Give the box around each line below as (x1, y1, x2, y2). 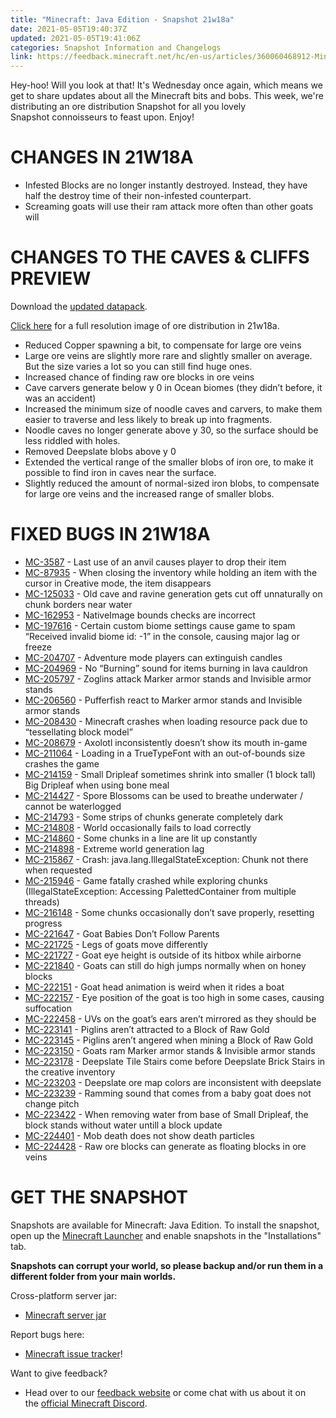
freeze (24, 641, 52, 653)
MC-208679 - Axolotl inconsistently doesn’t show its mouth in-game (24, 736, 308, 748)
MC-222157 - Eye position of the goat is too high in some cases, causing (24, 991, 325, 1003)
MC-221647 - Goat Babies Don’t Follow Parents (24, 927, 220, 940)
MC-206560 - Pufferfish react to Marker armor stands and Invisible (24, 694, 303, 706)
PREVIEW (10, 267, 92, 290)
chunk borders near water (24, 598, 133, 610)
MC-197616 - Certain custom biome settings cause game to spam (24, 619, 296, 631)
